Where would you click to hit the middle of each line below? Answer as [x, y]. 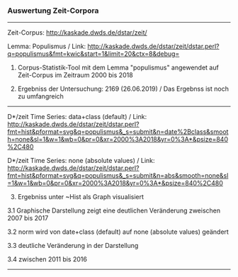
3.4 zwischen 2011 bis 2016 [47, 259]
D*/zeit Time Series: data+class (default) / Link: [77, 117]
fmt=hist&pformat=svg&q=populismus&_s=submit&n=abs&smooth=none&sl [118, 176]
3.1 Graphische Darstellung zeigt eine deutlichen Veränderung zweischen [114, 210]
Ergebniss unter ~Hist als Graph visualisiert [80, 197]
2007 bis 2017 [28, 218]
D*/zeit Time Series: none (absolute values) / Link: [81, 161]
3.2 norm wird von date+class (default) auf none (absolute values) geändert [118, 232]
